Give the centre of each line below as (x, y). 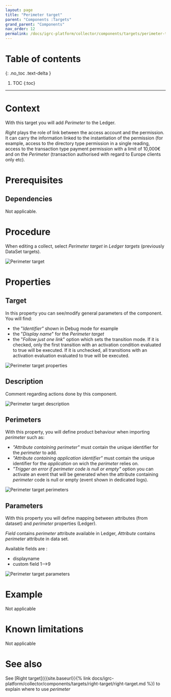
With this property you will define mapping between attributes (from (77, 518)
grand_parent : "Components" (35, 24)
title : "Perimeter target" (34, 15)
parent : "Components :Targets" (38, 19)
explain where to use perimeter (38, 689)
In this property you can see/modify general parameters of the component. (84, 313)
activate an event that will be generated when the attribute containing (85, 474)
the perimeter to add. (35, 453)
